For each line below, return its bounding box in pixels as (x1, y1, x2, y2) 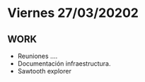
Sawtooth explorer (17, 67, 72, 75)
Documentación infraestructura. (17, 59, 111, 68)
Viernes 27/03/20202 (7, 5, 139, 21)
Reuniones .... (17, 52, 58, 60)
